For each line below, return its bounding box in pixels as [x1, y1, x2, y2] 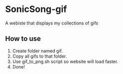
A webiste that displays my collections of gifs [5, 20, 98, 26]
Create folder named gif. [12, 47, 63, 53]
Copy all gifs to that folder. [12, 53, 67, 59]
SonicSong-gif [5, 3, 67, 15]
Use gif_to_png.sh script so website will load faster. [12, 58, 118, 64]
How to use [5, 34, 41, 43]
